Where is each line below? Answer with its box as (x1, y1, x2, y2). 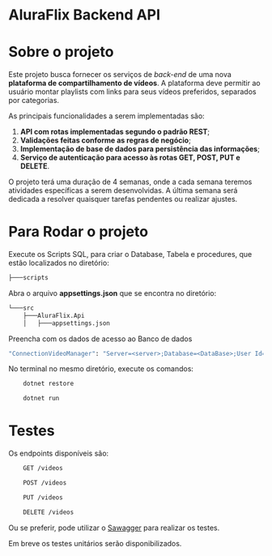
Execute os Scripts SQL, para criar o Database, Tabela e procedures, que (8, 250, 253, 259)
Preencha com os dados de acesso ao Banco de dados (8, 334, 193, 344)
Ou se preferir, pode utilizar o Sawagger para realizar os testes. (8, 523, 220, 532)
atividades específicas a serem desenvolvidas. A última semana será (8, 186, 238, 195)
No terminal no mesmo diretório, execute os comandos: (8, 364, 194, 374)
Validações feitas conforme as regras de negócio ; (19, 135, 192, 145)
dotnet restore (23, 379, 74, 388)
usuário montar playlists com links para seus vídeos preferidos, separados (8, 87, 257, 96)
